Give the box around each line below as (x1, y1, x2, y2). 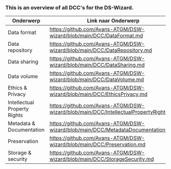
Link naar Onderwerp (87, 17, 140, 24)
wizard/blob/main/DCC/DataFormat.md (49, 32, 144, 39)
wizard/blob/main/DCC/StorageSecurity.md (49, 156, 154, 163)
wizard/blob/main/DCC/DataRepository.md (49, 47, 152, 54)
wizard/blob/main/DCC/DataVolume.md (49, 76, 144, 83)
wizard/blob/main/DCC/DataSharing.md (49, 62, 145, 69)
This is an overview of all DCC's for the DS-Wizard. (5, 4, 134, 11)
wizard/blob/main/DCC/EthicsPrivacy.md (49, 91, 148, 98)
